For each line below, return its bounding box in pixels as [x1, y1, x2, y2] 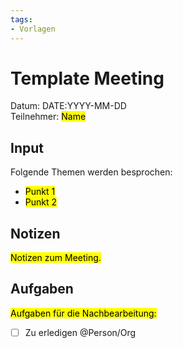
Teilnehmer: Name [10, 111, 87, 123]
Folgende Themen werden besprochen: [10, 166, 173, 178]
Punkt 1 [24, 186, 56, 198]
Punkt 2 [24, 196, 58, 208]
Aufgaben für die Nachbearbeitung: [10, 307, 157, 319]
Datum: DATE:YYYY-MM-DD [10, 100, 127, 112]
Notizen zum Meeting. [10, 252, 102, 264]
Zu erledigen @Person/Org [24, 326, 137, 338]
